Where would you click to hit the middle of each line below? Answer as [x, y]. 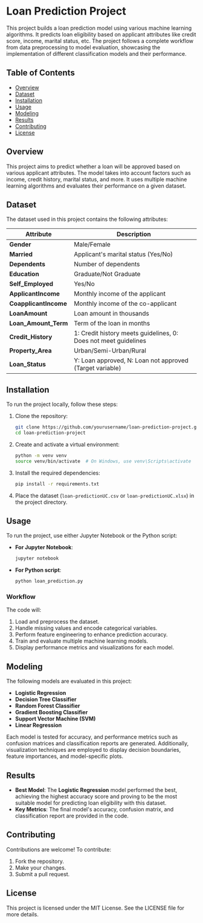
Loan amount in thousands [111, 314]
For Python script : [38, 570]
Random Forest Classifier [47, 706]
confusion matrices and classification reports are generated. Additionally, [98, 743]
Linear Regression [38, 725]
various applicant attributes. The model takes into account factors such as [99, 173]
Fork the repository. [40, 861]
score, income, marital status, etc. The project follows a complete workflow [100, 41]
